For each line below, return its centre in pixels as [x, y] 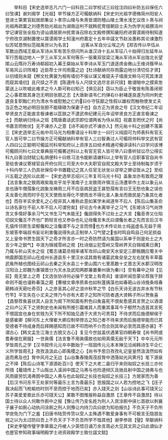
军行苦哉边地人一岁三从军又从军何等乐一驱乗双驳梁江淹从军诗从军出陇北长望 [84, 57]
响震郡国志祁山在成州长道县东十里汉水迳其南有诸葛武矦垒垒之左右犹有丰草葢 [84, 257]
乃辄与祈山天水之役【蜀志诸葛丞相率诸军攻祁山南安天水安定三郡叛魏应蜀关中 [84, 251]
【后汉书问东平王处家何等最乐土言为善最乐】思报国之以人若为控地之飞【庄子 [84, 382]
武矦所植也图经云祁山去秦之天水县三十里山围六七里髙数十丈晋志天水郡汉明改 [84, 263]
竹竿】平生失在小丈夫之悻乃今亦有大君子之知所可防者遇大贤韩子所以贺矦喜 [82, 295]
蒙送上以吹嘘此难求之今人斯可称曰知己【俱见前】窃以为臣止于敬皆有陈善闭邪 [84, 88]
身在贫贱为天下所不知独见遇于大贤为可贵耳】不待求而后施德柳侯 [92, 313]
